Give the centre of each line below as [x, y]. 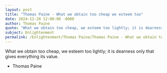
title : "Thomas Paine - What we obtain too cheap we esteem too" [74, 14]
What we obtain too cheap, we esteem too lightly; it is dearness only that [80, 51]
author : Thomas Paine [28, 23]
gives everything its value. [32, 56]
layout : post [19, 10]
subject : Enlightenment [30, 33]
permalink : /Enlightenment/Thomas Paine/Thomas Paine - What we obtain [81, 37]
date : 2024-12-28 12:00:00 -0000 [40, 19]
